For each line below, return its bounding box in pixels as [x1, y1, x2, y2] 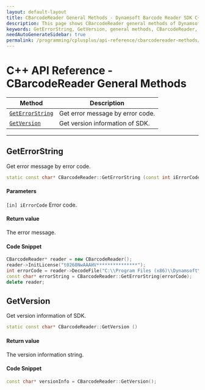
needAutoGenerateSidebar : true [6, 32, 86, 38]
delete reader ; [6, 279, 45, 285]
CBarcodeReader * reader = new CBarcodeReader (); [6, 256, 132, 263]
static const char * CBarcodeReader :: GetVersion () [6, 324, 138, 330]
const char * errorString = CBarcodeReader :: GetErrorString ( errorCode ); [6, 273, 192, 279]
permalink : [6, 37, 34, 43]
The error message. [6, 229, 56, 236]
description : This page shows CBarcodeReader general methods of [6, 20, 176, 26]
